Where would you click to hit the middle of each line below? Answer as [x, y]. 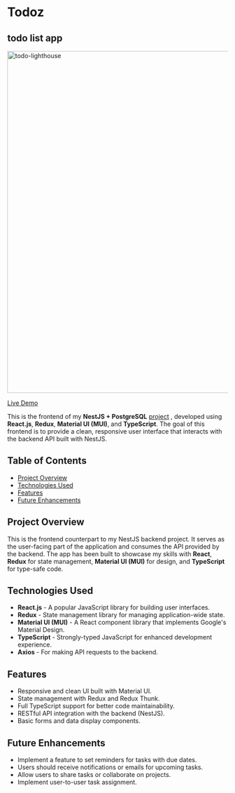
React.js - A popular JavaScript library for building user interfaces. [114, 607]
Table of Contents [47, 461]
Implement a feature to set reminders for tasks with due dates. [107, 760]
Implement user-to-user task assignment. [77, 782]
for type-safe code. [35, 569]
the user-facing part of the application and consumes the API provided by [113, 546]
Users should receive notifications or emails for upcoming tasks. [110, 767]
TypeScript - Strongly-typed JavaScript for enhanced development [115, 637]
